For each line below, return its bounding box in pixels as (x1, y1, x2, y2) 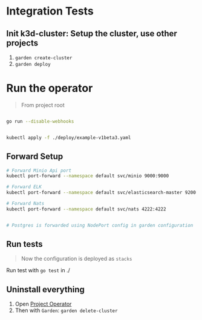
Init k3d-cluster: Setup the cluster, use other (6, 28, 177, 39)
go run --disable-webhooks (6, 118, 74, 125)
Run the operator (6, 82, 93, 95)
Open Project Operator (15, 301, 72, 308)
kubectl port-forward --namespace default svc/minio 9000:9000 (6, 173, 169, 179)
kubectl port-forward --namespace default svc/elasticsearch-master (6, 189, 183, 196)
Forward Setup (6, 151, 64, 162)
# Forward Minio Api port (6, 168, 71, 174)
